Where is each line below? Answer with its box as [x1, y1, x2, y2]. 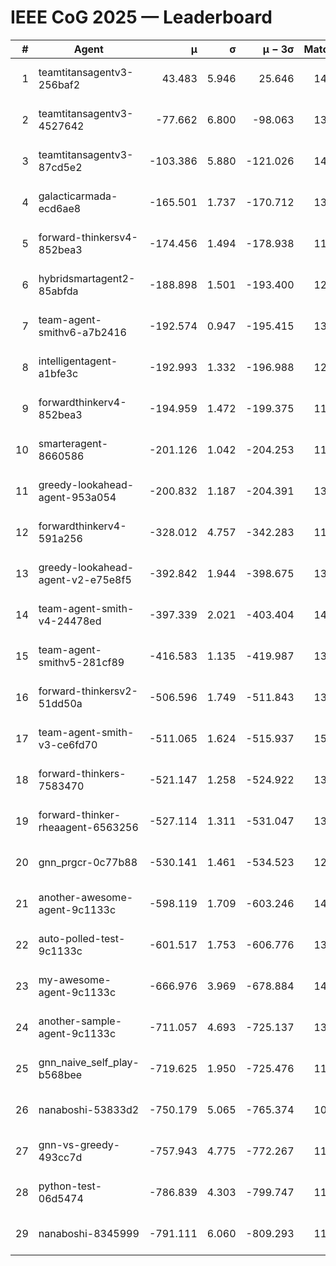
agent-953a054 [38, 490, 117, 504]
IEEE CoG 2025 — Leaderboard [10, 6, 273, 29]
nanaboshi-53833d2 [38, 1102, 140, 1116]
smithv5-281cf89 [38, 655, 125, 669]
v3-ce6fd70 [38, 737, 98, 751]
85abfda [38, 284, 79, 298]
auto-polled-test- [38, 931, 126, 945]
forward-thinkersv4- [38, 230, 138, 244]
